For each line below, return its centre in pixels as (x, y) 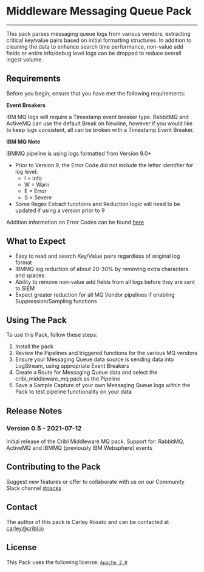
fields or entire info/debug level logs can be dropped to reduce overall (94, 53)
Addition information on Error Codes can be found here (75, 222)
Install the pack (34, 346)
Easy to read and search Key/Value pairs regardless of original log (97, 256)
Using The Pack (36, 320)
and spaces (29, 275)
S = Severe (38, 197)
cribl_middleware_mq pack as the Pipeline (68, 379)
